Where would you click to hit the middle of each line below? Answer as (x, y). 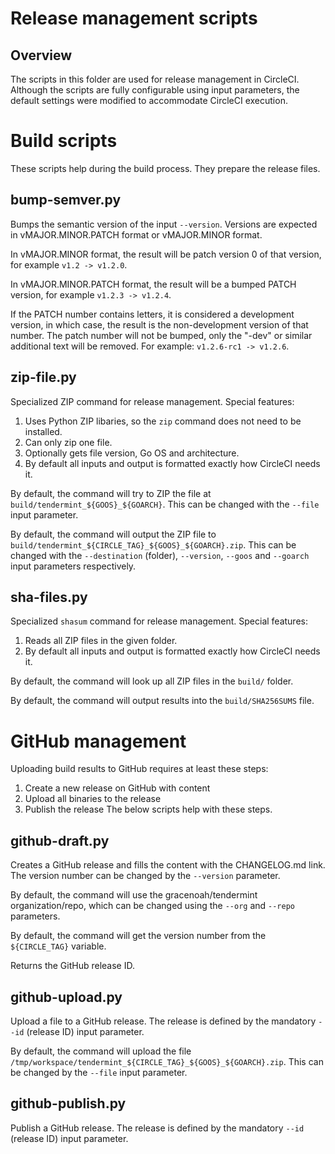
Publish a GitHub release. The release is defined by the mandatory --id (157, 1128)
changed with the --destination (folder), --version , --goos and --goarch (160, 555)
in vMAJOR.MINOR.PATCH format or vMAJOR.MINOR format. (136, 234)
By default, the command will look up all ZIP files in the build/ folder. (152, 681)
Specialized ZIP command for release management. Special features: (152, 401)
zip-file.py (43, 377)
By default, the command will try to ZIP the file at (111, 493)
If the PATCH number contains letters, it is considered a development (152, 314)
